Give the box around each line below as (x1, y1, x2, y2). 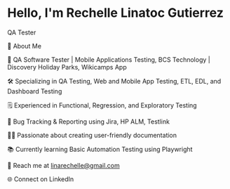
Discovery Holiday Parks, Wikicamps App (7, 63, 128, 71)
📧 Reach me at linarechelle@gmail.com (7, 161, 121, 169)
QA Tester (7, 28, 36, 37)
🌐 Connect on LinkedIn (7, 174, 74, 183)
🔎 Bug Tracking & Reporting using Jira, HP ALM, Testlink (7, 117, 170, 126)
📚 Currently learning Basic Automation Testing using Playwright (7, 145, 193, 153)
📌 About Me (7, 41, 42, 50)
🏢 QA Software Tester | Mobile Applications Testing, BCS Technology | (7, 55, 210, 64)
